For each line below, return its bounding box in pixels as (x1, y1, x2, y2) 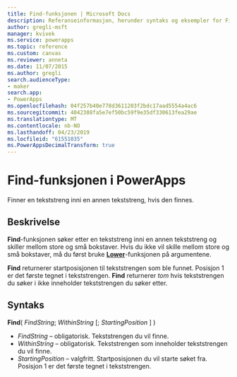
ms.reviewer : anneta (7, 57, 68, 64)
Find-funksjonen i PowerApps (7, 173, 186, 188)
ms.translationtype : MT (7, 115, 78, 122)
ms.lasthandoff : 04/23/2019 (7, 129, 90, 136)
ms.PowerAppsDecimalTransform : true (7, 142, 115, 149)
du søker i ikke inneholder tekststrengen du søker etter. (7, 279, 168, 287)
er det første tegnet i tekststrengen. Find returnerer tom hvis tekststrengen (7, 271, 224, 279)
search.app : (7, 89, 42, 96)
